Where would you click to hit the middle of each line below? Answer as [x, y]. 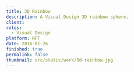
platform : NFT [23, 38]
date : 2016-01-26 [27, 44]
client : [15, 22]
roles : [14, 28]
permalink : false [27, 55]
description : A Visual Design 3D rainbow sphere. [68, 17]
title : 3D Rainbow [28, 11]
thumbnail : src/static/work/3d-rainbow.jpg [60, 60]
